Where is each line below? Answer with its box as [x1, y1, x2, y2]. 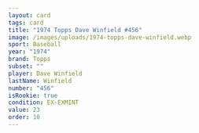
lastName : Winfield [8, 77, 72, 84]
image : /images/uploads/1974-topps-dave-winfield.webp [8, 33, 192, 41]
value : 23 [8, 106, 41, 114]
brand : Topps [8, 56, 51, 63]
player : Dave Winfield [8, 70, 83, 77]
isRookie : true [8, 92, 58, 99]
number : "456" [8, 84, 55, 92]
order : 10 [8, 113, 41, 121]
